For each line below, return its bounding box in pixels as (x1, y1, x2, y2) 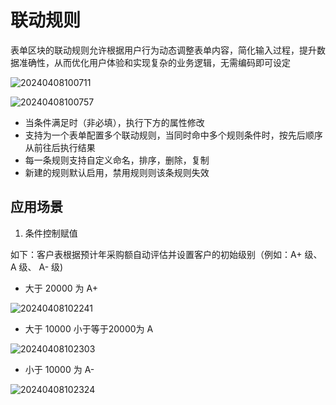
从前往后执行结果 (24, 141, 96, 153)
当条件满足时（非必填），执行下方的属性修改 (24, 116, 205, 128)
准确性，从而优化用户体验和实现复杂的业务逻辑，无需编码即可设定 (18, 56, 291, 68)
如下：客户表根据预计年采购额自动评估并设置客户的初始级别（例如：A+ (10, 248, 303, 260)
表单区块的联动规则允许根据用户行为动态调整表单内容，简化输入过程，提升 (10, 44, 317, 56)
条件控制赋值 (24, 227, 78, 239)
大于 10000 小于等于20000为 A (24, 322, 154, 335)
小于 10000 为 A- (24, 363, 95, 375)
